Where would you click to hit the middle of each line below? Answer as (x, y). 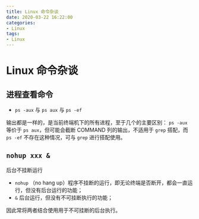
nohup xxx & (28, 156)
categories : (21, 23)
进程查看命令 (30, 94)
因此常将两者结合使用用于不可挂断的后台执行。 (63, 210)
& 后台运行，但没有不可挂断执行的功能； (64, 198)
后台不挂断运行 (24, 170)
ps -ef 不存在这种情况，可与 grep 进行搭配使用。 (66, 137)
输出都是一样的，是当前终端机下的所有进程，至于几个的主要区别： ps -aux (97, 122)
